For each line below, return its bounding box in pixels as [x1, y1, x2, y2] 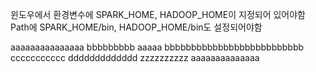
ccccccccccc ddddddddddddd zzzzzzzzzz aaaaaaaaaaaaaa [10, 52, 260, 63]
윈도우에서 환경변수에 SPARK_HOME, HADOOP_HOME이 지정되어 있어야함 [10, 9, 306, 20]
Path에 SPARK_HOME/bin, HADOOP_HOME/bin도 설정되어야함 [10, 21, 263, 33]
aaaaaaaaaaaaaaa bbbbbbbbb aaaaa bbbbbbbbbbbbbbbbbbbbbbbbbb [10, 41, 305, 53]
